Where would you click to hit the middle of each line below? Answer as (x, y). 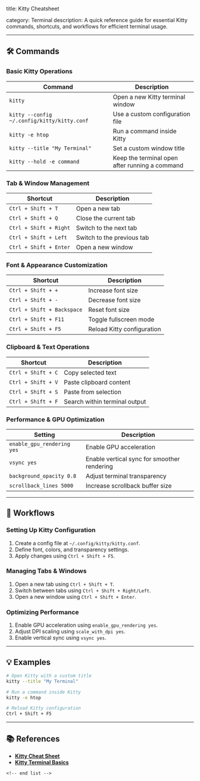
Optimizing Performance (43, 612)
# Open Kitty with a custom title (49, 676)
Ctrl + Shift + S (34, 392)
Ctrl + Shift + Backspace (46, 310)
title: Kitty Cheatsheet (33, 9)
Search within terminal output (105, 401)
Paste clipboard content (97, 382)
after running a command (148, 165)
